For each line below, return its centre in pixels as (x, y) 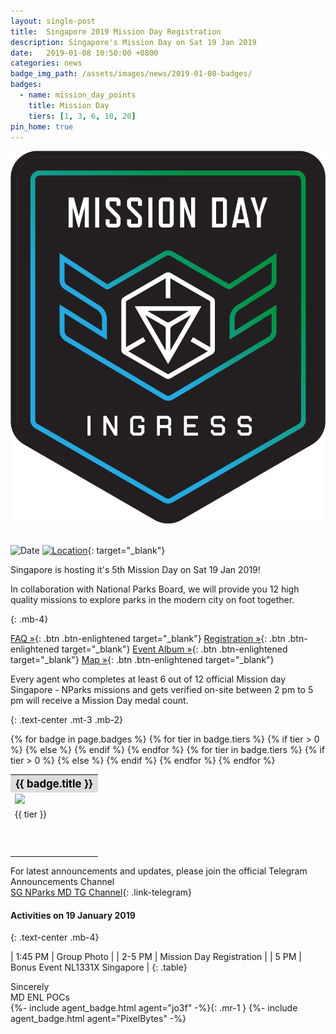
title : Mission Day (69, 105)
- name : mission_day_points (78, 95)
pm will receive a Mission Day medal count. (99, 700)
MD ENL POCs (40, 997)
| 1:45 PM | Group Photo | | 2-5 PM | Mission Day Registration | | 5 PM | (156, 957)
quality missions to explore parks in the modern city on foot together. (152, 599)
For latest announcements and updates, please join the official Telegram (159, 871)
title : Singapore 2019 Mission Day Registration (116, 31)
